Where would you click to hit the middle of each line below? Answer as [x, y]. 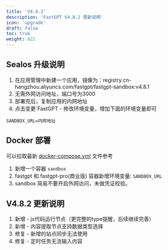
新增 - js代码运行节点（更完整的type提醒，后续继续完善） [85, 219]
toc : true [18, 34]
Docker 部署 [29, 141]
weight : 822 [21, 39]
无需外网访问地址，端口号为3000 [55, 94]
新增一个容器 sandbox [40, 168]
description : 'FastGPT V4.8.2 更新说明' [55, 17]
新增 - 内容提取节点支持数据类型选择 [59, 226]
